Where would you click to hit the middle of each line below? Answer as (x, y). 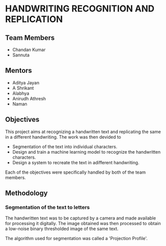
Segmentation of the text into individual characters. (65, 146)
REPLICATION (34, 19)
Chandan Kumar (29, 50)
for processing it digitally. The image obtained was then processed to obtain (83, 224)
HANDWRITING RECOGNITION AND (80, 9)
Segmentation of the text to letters (47, 207)
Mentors (19, 71)
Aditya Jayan (26, 82)
